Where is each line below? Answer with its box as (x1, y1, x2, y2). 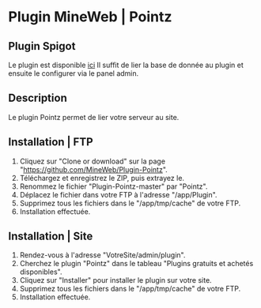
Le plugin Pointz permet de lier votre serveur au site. (8, 112, 180, 122)
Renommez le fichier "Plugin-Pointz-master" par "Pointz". (19, 182, 208, 191)
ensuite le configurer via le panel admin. (8, 69, 139, 78)
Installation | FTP (8, 135, 93, 149)
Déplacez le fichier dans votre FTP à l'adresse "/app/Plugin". (19, 190, 217, 199)
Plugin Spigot (8, 39, 76, 53)
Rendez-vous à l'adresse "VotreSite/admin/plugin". (19, 250, 186, 260)
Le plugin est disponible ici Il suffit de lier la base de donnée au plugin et (8, 60, 244, 69)
